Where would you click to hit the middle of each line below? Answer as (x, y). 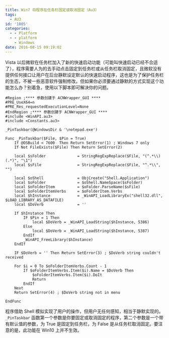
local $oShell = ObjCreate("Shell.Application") (82, 178)
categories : (18, 29)
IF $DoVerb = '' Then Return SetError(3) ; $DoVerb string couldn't (88, 253)
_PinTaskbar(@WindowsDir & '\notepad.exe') (52, 130)
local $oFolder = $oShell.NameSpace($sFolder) (78, 182)
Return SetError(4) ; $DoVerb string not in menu (67, 292)
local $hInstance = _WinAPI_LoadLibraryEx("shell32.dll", (89, 196)
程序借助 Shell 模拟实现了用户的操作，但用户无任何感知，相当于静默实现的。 (84, 311)
